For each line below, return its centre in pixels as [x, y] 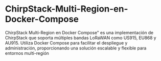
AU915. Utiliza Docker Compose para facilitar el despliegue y [66, 43]
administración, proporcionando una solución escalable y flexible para [76, 48]
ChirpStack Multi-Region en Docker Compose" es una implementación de [79, 32]
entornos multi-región [27, 53]
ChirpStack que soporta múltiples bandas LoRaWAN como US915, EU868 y [81, 38]
